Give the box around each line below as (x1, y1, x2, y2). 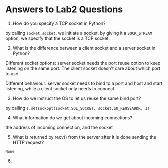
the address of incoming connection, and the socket (5, 124, 113, 130)
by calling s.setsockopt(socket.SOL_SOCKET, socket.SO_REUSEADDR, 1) (5, 105, 150, 111)
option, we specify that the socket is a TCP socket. (5, 35, 110, 41)
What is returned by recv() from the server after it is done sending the (12, 134, 157, 140)
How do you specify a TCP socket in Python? (12, 20, 106, 26)
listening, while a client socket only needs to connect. (5, 85, 116, 91)
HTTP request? (12, 139, 44, 145)
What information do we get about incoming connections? (12, 114, 133, 121)
